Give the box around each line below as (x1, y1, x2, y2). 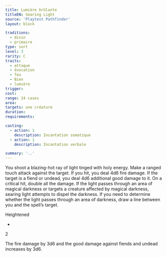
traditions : (5, 31, 30, 36)
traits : (5, 58, 22, 63)
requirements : (5, 114, 35, 119)
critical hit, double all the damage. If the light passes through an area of (5, 181, 153, 187)
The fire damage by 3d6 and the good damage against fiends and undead (5, 241, 158, 247)
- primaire (10, 40, 33, 45)
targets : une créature (5, 105, 53, 110)
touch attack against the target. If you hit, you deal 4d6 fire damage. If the (5, 170, 158, 176)
